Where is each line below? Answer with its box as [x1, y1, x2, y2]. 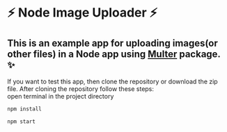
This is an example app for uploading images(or [7, 37, 218, 49]
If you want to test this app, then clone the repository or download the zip [7, 77, 218, 85]
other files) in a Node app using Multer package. [7, 48, 221, 60]
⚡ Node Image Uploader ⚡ [7, 5, 158, 21]
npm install [7, 106, 42, 113]
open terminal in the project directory [7, 92, 114, 100]
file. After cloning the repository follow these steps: [7, 85, 155, 93]
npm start [7, 118, 36, 125]
